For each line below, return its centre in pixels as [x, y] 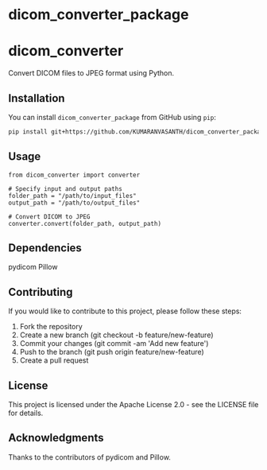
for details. [26, 413]
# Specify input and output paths [66, 188]
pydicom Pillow [33, 267]
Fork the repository [51, 327]
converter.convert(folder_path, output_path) [85, 223]
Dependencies [45, 248]
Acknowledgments [56, 438]
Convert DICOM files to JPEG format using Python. [91, 73]
